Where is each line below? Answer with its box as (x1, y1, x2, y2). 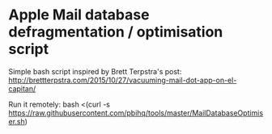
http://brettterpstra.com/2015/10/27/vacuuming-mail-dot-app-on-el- (8, 75, 237, 85)
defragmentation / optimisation (8, 23, 223, 41)
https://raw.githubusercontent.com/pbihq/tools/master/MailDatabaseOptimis (8, 107, 264, 118)
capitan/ (8, 83, 36, 94)
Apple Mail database (8, 6, 150, 24)
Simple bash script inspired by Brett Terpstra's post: (8, 66, 182, 76)
